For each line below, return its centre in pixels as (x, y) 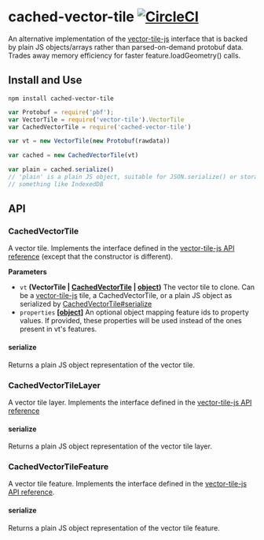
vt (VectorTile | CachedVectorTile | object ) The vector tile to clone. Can (137, 287)
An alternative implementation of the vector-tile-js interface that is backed (128, 39)
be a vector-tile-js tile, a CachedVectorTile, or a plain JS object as (126, 296)
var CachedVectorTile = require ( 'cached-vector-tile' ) (100, 127)
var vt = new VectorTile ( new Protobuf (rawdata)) (89, 141)
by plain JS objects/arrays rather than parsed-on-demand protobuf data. (126, 47)
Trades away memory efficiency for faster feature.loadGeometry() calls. (125, 55)
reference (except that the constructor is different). (90, 257)
